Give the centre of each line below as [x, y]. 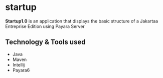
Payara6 [21, 70]
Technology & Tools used [45, 42]
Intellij [19, 64]
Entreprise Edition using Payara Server [45, 26]
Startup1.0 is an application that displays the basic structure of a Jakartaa [82, 21]
